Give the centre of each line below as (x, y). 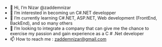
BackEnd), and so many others (41, 23)
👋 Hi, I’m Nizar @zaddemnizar (40, 8)
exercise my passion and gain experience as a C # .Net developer (77, 34)
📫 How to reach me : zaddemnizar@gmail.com (58, 39)
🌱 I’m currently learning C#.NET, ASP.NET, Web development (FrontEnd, (83, 18)
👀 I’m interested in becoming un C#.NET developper (63, 13)
